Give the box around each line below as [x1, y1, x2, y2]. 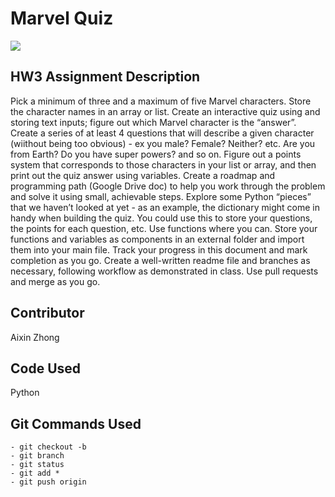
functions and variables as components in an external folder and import [10, 233, 305, 245]
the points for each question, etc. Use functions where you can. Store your [10, 222, 318, 234]
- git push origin [10, 477, 87, 487]
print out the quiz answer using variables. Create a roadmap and [10, 169, 276, 181]
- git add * [10, 468, 60, 479]
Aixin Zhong [10, 331, 60, 343]
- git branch [10, 451, 65, 461]
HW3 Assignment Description [10, 68, 201, 86]
